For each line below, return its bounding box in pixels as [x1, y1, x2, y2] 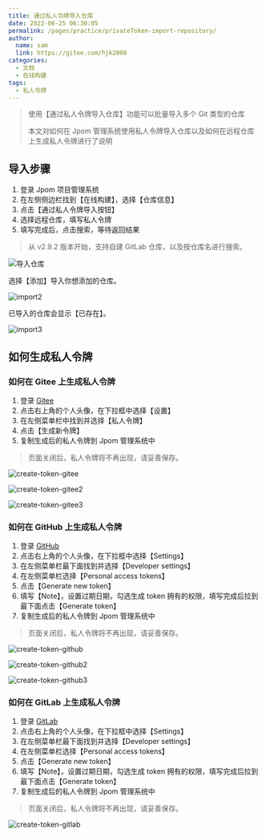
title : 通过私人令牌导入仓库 [8, 11, 94, 20]
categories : [8, 57, 48, 65]
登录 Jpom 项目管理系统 [19, 185, 99, 195]
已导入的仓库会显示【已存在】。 [8, 309, 111, 318]
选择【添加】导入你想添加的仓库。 [8, 276, 121, 285]
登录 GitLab [19, 717, 58, 726]
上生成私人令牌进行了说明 [27, 136, 113, 146]
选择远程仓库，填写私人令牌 [19, 215, 112, 224]
